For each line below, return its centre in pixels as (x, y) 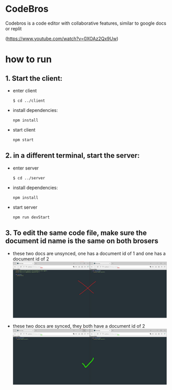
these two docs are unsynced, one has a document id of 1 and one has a (89, 253)
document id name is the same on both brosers (82, 241)
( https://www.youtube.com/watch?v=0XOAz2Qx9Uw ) (62, 39)
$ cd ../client (29, 101)
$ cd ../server (29, 178)
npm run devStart (31, 217)
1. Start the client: (34, 78)
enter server (26, 168)
